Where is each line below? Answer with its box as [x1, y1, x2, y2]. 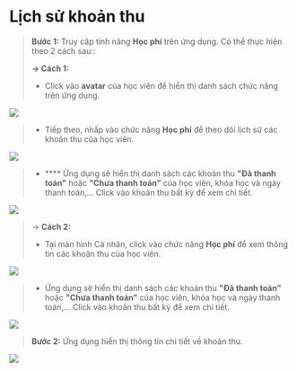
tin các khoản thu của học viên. [44, 248, 162, 259]
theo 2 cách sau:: [31, 45, 96, 56]
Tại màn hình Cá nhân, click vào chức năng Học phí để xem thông [44, 238, 289, 249]
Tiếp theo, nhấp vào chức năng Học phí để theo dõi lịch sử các [44, 124, 278, 135]
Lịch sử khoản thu [9, 6, 145, 27]
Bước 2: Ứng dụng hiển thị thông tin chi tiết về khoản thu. [31, 335, 244, 347]
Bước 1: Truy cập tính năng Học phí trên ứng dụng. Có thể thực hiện [31, 36, 283, 47]
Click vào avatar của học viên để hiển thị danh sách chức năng [44, 80, 278, 91]
